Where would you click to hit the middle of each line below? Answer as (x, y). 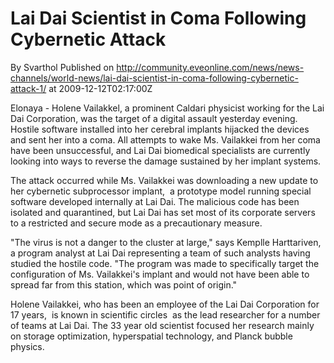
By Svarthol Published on (62, 67)
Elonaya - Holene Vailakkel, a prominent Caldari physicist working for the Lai (167, 108)
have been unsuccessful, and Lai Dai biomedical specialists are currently (160, 150)
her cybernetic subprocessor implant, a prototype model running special (161, 191)
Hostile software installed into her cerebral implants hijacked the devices (160, 129)
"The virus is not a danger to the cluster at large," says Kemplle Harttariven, (166, 242)
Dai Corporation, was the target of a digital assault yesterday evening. (154, 118)
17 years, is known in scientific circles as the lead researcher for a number (165, 314)
